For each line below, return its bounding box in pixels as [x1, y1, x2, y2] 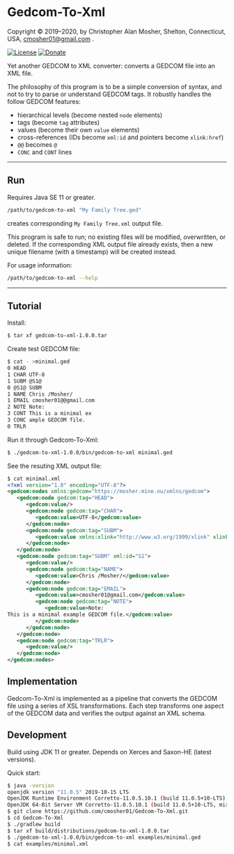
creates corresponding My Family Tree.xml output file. [7, 219, 164, 227]
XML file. [7, 69, 33, 77]
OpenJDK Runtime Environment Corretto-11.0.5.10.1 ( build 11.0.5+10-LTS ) [7, 795, 226, 802]
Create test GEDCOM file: [7, 345, 81, 353]
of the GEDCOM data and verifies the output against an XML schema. [7, 708, 207, 717]
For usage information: [7, 261, 72, 269]
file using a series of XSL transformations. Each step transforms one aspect [7, 701, 224, 710]
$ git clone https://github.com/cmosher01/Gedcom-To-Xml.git [7, 808, 189, 815]
